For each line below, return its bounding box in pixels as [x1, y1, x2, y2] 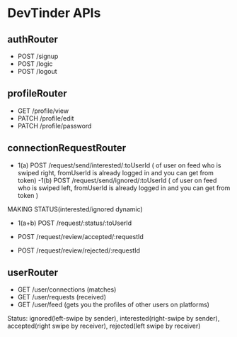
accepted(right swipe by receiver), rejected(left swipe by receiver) [7, 321, 201, 331]
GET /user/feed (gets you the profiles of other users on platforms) [17, 300, 210, 309]
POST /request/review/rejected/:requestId [17, 246, 140, 255]
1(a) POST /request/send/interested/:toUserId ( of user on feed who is [17, 161, 221, 170]
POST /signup [17, 52, 59, 60]
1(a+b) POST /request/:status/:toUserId [17, 219, 132, 227]
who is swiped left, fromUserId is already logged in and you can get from [17, 183, 231, 192]
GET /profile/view [17, 106, 69, 115]
